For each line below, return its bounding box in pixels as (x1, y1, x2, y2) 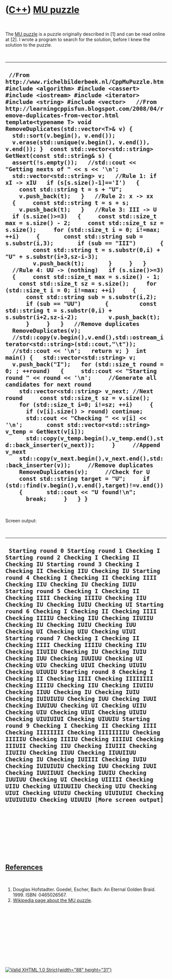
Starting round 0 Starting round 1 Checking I (8, 547, 160, 555)
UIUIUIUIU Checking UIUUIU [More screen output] (5, 796, 164, 804)
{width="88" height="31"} (57, 967, 112, 973)
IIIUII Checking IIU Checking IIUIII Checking (5, 742, 157, 750)
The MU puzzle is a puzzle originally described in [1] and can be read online (5, 31, 165, 37)
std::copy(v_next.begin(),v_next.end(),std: (18, 455, 164, 462)
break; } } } (26, 495, 88, 503)
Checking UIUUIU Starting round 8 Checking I (5, 668, 154, 676)
